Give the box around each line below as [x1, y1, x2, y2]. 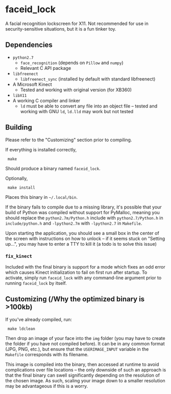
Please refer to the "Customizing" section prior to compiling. [5, 137, 132, 143]
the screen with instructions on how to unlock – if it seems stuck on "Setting [5, 235, 165, 242]
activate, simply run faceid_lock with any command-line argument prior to [5, 274, 162, 281]
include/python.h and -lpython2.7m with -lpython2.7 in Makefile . [5, 220, 142, 226]
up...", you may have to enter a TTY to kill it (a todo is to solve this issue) [5, 241, 157, 247]
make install [7, 185, 36, 190]
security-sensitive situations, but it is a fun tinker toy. [5, 25, 116, 32]
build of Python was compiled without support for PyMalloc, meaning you [5, 209, 160, 215]
